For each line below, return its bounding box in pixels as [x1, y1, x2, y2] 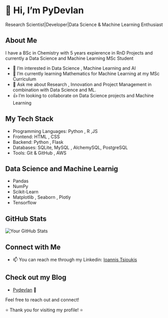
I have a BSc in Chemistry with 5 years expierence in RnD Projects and [5, 49, 153, 56]
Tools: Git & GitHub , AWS [12, 150, 67, 156]
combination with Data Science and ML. [12, 87, 97, 93]
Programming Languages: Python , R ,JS [12, 128, 98, 134]
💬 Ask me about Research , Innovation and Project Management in [12, 81, 152, 87]
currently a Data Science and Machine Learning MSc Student [5, 55, 134, 61]
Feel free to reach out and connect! [5, 297, 79, 303]
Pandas [12, 178, 29, 184]
